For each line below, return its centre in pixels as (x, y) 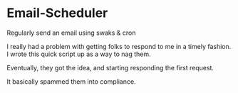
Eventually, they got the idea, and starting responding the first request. (110, 67)
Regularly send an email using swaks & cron (71, 33)
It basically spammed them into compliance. (71, 81)
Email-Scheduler (57, 13)
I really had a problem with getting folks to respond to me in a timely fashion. (119, 46)
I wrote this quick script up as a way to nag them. (79, 54)
